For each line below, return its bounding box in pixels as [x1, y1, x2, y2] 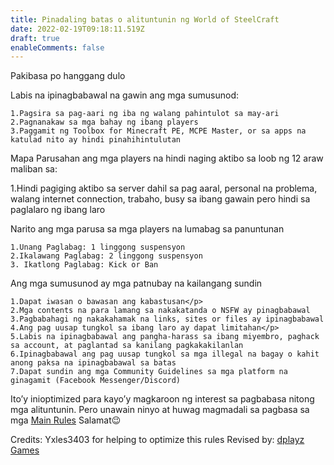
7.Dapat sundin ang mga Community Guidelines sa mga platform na [10, 367, 288, 377]
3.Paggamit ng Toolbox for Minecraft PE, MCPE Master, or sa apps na [10, 126, 307, 136]
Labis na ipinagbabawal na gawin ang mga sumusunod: [10, 89, 240, 101]
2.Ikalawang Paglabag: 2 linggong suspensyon [10, 251, 203, 261]
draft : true [10, 33, 60, 43]
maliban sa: [10, 163, 58, 175]
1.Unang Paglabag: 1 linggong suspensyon [10, 242, 186, 253]
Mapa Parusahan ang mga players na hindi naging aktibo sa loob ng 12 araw [10, 152, 324, 165]
